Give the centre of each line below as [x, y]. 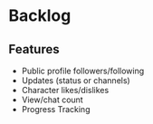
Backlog [40, 16]
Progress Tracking [56, 109]
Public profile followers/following [83, 71]
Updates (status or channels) [76, 81]
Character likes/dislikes [65, 90]
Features [34, 49]
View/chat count [52, 100]
